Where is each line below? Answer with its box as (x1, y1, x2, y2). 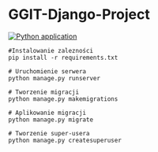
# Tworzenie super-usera (8, 129, 90, 137)
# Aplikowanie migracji (8, 109, 87, 117)
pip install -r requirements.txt (8, 54, 118, 61)
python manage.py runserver (8, 74, 101, 82)
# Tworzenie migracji (8, 88, 80, 96)
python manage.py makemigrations (8, 95, 118, 103)
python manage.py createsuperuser (8, 136, 122, 144)
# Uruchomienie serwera (8, 67, 87, 76)
